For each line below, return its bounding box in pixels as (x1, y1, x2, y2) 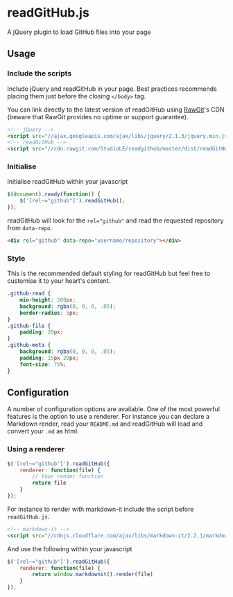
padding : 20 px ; (19, 329, 64, 336)
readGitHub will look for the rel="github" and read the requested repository (7, 216, 224, 225)
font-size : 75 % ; (19, 361, 67, 368)
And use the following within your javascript (7, 544, 132, 553)
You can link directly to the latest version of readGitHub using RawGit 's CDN (7, 105, 225, 114)
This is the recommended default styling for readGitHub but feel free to (7, 269, 211, 278)
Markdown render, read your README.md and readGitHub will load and (7, 419, 203, 428)
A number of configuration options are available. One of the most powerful (7, 405, 221, 413)
